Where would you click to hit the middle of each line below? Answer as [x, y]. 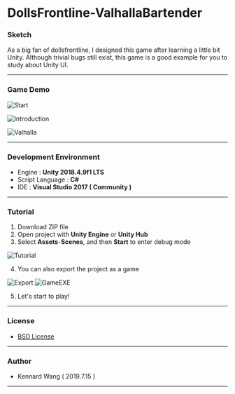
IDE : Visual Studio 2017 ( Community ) [74, 187]
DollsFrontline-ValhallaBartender [105, 13]
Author [20, 361]
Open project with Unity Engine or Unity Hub [83, 235]
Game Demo [29, 90]
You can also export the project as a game [78, 269]
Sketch [20, 35]
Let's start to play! [43, 297]
